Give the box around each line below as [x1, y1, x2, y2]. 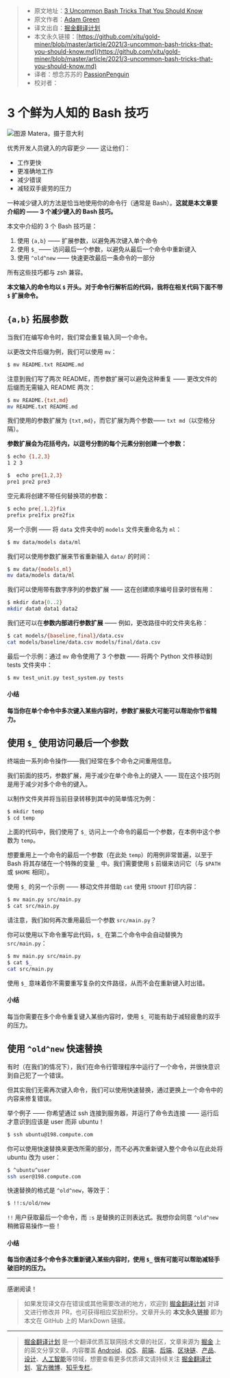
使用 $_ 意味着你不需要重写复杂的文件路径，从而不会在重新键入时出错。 [7, 979, 209, 987]
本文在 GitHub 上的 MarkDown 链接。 [23, 1317, 129, 1325]
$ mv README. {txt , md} [7, 397, 69, 404]
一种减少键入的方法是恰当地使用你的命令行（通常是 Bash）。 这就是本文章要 [7, 198, 218, 207]
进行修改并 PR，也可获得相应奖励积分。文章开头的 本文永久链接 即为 [29, 1308, 223, 1316]
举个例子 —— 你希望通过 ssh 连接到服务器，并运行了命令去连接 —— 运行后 [7, 1108, 219, 1117]
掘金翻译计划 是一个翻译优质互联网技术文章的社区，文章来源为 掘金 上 [23, 1338, 221, 1346]
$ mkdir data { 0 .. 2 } [7, 599, 63, 606]
